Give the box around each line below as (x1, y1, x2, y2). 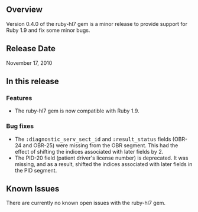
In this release (6, 77, 59, 87)
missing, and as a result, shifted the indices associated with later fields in (14, 160, 193, 167)
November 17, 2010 (6, 59, 53, 67)
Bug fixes (6, 122, 34, 130)
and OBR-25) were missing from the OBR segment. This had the (22, 141, 178, 149)
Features (6, 94, 33, 102)
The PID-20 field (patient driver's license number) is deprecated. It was (14, 154, 189, 161)
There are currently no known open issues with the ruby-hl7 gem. (6, 200, 166, 207)
